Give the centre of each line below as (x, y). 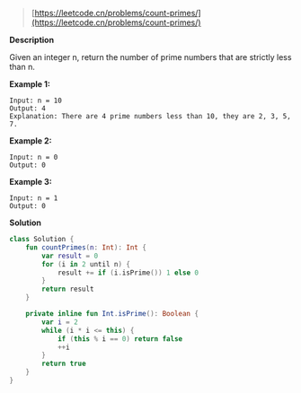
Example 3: (31, 182)
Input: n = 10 (36, 100)
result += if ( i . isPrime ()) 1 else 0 (128, 273)
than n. (22, 67)
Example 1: (30, 84)
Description (32, 40)
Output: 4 (28, 109)
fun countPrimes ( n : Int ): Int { (86, 247)
